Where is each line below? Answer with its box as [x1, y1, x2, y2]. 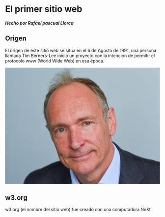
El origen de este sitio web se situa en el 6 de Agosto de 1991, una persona [5, 47, 157, 53]
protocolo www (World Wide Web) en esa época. [5, 58, 105, 63]
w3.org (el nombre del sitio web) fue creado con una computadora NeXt [5, 207, 151, 213]
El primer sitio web [5, 3, 82, 15]
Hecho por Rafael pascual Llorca [5, 20, 74, 26]
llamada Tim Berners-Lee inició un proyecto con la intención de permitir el [5, 53, 155, 59]
